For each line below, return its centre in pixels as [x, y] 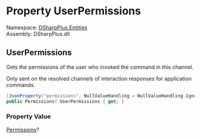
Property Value [29, 116]
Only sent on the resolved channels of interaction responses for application [99, 78]
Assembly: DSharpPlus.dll [38, 33]
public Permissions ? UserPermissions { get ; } [65, 101]
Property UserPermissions [74, 11]
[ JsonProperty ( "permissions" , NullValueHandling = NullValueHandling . [96, 96]
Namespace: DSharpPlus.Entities [47, 27]
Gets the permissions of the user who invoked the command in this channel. [100, 67]
